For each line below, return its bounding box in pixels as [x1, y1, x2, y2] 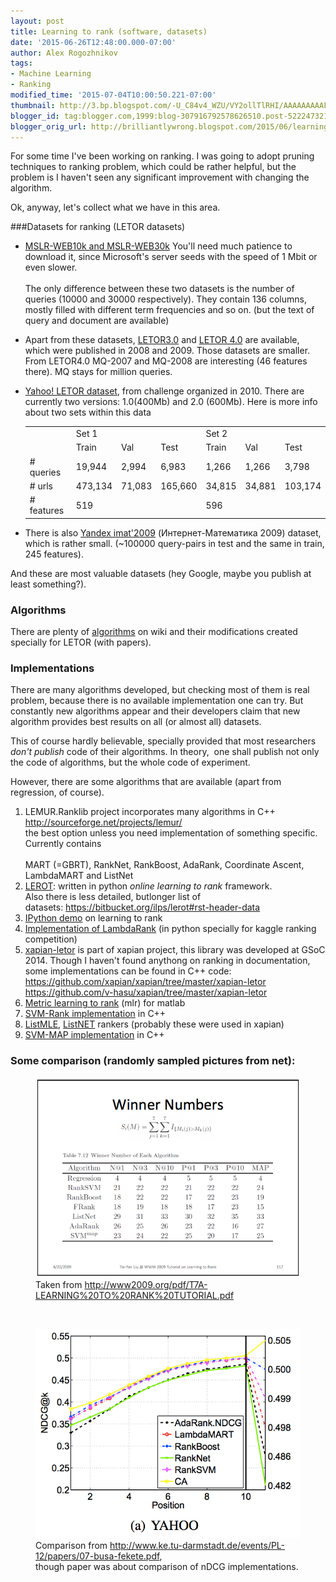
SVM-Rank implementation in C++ [24, 1008, 167, 1020]
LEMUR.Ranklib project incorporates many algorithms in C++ [24, 806, 276, 818]
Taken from [35, 1279, 83, 1291]
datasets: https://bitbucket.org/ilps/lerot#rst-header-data [24, 901, 261, 914]
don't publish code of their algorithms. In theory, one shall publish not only [10, 746, 320, 758]
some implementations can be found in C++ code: [24, 965, 232, 977]
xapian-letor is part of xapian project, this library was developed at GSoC [24, 944, 326, 956]
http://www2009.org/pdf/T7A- [84, 1279, 208, 1291]
